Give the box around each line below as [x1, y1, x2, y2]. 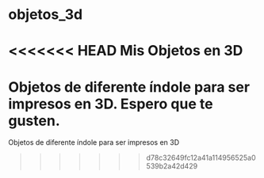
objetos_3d [8, 6, 83, 24]
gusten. [8, 112, 61, 130]
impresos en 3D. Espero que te [8, 95, 213, 112]
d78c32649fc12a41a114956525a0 [146, 153, 256, 163]
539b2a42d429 [146, 161, 198, 171]
